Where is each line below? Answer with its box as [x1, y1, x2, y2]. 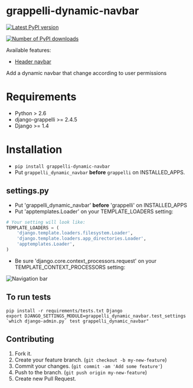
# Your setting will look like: [6, 219, 86, 225]
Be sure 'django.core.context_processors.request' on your [14, 257, 157, 264]
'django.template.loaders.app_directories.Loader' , [17, 236, 146, 242]
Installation [6, 143, 63, 156]
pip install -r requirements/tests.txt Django [6, 308, 123, 314]
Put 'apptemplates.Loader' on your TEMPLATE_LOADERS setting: [14, 208, 174, 215]
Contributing [6, 334, 54, 344]
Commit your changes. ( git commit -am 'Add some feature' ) [14, 362, 163, 370]
